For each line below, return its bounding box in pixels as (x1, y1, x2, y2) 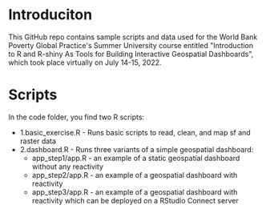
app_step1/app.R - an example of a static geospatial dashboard (31, 153, 240, 163)
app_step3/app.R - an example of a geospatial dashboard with (31, 187, 238, 197)
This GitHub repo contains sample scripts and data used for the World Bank (8, 32, 258, 42)
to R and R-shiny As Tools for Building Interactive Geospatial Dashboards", (8, 49, 254, 58)
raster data (19, 136, 57, 146)
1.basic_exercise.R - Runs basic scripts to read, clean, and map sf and (19, 127, 251, 137)
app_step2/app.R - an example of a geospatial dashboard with (31, 170, 238, 179)
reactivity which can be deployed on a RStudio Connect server (31, 195, 239, 205)
